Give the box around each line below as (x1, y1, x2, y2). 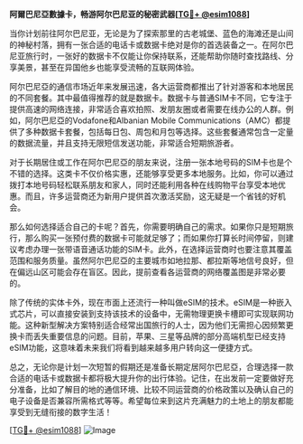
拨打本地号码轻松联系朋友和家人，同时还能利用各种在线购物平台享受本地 (9, 180, 278, 190)
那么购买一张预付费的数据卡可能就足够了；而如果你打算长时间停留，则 (24, 232, 286, 243)
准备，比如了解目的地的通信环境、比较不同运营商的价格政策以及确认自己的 (16, 384, 294, 394)
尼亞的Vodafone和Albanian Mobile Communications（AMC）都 (48, 115, 283, 126)
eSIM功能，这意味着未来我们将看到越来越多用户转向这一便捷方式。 (9, 343, 258, 353)
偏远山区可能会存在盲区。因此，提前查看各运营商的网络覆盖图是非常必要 (16, 267, 286, 277)
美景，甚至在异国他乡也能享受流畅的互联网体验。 (16, 62, 199, 72)
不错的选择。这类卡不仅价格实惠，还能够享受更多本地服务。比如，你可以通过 (9, 168, 294, 179)
